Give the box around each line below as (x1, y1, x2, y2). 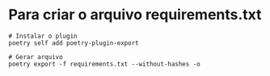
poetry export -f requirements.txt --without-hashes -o (8, 60, 200, 68)
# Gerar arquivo (8, 53, 63, 61)
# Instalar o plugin (8, 32, 78, 40)
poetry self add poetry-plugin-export (8, 38, 139, 47)
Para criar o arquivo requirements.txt (8, 6, 262, 24)
